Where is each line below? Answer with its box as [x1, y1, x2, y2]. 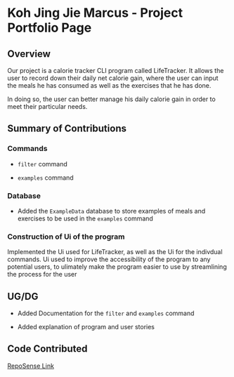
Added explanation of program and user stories [17, 323, 155, 331]
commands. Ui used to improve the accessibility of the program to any [7, 255, 211, 264]
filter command [17, 159, 68, 168]
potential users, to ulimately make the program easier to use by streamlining [7, 263, 227, 271]
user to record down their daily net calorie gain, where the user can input [7, 74, 219, 82]
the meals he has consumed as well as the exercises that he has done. [7, 81, 212, 89]
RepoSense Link [7, 362, 55, 370]
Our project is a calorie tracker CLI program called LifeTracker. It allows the [7, 67, 224, 74]
